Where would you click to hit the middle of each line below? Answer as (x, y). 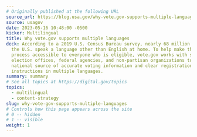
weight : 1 (18, 125)
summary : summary (27, 76)
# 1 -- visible (25, 120)
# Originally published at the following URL (62, 11)
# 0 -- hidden (23, 114)
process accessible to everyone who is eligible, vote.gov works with (99, 55)
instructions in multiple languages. (57, 71)
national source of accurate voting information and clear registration (102, 66)
